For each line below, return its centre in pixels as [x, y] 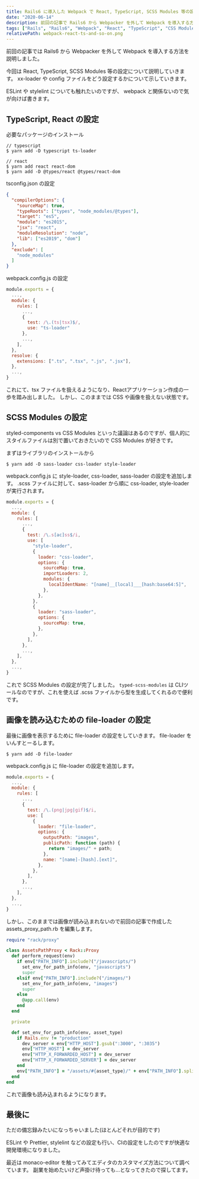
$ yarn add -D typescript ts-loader [51, 151]
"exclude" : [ [28, 249]
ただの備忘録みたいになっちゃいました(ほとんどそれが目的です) [83, 1130]
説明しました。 [24, 59]
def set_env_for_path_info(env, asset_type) [67, 1032]
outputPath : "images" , [71, 838]
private [21, 1022]
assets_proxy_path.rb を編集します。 [51, 928]
